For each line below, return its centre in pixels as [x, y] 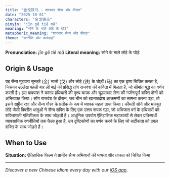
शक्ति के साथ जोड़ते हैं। [24, 127]
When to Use [26, 143]
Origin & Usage [29, 69]
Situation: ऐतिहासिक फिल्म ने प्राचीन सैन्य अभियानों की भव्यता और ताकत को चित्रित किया [78, 155]
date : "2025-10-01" [26, 15]
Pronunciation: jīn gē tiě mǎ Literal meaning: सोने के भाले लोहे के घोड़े [73, 52]
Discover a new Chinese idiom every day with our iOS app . [67, 170]
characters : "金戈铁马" [29, 19]
